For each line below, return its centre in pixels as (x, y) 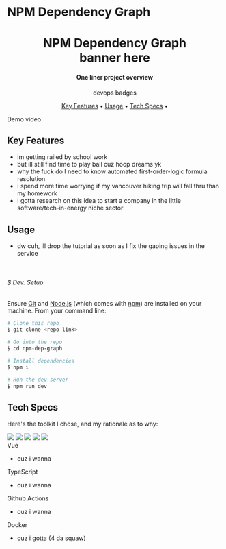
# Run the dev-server (38, 380)
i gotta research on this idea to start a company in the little (99, 201)
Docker (17, 525)
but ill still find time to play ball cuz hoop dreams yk (89, 164)
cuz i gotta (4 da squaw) (52, 538)
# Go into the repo (35, 342)
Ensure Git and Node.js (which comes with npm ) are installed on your (104, 304)
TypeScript (23, 472)
